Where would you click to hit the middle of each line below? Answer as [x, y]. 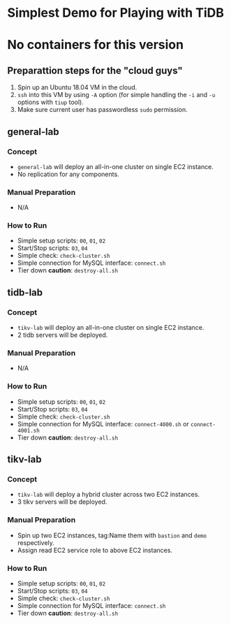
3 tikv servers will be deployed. [62, 502]
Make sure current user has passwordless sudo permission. [102, 110]
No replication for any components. [68, 174]
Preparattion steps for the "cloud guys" [95, 70]
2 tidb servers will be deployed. [62, 335]
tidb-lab [25, 292]
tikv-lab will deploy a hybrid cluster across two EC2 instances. [109, 495]
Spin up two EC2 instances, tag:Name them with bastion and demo [112, 535]
